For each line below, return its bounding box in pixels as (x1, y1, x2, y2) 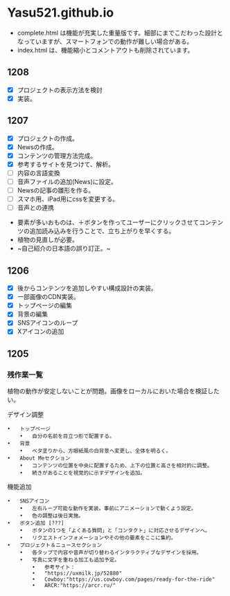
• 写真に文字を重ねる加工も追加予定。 (19, 557, 120, 563)
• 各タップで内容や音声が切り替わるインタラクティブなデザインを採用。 (19, 549, 202, 557)
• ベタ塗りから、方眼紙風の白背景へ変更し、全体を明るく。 (19, 448, 172, 455)
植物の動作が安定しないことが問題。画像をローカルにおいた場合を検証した (7, 387, 220, 395)
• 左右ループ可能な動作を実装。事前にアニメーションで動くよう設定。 (19, 505, 197, 512)
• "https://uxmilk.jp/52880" (32, 570, 123, 577)
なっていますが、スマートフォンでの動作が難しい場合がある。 (17, 37, 193, 46)
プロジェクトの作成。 (17, 134, 78, 143)
